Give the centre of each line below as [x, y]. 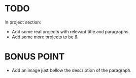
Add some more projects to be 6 [44, 37]
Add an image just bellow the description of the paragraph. [71, 70]
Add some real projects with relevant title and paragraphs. [71, 31]
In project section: [23, 22]
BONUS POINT [35, 57]
